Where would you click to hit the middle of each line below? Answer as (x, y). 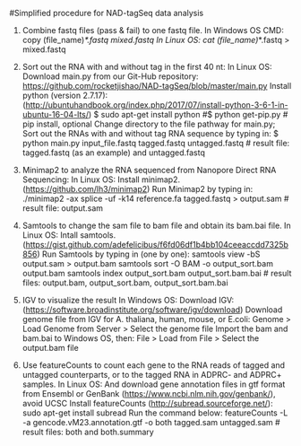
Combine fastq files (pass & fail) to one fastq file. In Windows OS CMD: (153, 30)
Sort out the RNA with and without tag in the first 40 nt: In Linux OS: (147, 67)
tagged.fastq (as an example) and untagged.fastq (114, 153)
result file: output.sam (63, 208)
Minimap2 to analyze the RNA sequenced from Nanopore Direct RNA (149, 170)
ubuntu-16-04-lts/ (56, 114)
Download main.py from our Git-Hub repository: (110, 76)
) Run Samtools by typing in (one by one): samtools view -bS (149, 254)
